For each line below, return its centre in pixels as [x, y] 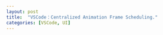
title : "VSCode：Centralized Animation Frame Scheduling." [82, 17]
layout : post [22, 12]
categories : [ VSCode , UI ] [38, 23]
